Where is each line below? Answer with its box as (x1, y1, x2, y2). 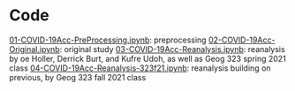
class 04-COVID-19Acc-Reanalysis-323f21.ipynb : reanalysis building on (9, 63, 271, 73)
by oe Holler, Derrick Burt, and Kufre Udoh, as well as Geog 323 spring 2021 (9, 53, 287, 64)
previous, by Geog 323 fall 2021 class (9, 72, 147, 82)
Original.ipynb (9, 43, 60, 54)
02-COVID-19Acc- (208, 34, 276, 45)
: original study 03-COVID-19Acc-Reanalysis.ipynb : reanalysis (59, 43, 285, 54)
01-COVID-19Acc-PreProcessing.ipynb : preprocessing (9, 34, 207, 45)
